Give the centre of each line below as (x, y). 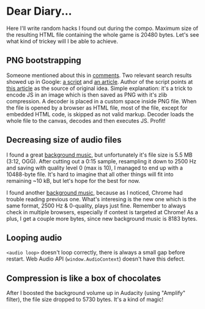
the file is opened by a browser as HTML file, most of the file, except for (97, 108)
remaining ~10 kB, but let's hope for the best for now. (73, 181)
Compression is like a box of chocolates (84, 278)
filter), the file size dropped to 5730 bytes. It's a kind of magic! (85, 300)
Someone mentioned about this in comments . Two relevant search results (99, 75)
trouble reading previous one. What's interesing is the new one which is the (102, 199)
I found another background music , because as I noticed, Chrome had (95, 192)
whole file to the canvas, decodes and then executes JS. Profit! (86, 121)
